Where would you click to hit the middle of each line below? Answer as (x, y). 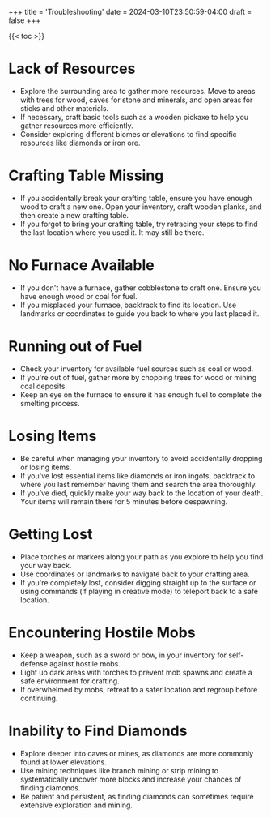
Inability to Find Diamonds (98, 731)
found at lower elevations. (63, 762)
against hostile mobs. (85, 663)
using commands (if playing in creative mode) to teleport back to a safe (139, 591)
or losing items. (46, 467)
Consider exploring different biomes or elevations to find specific (128, 134)
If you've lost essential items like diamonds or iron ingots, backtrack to (138, 475)
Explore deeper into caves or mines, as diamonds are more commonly (137, 753)
